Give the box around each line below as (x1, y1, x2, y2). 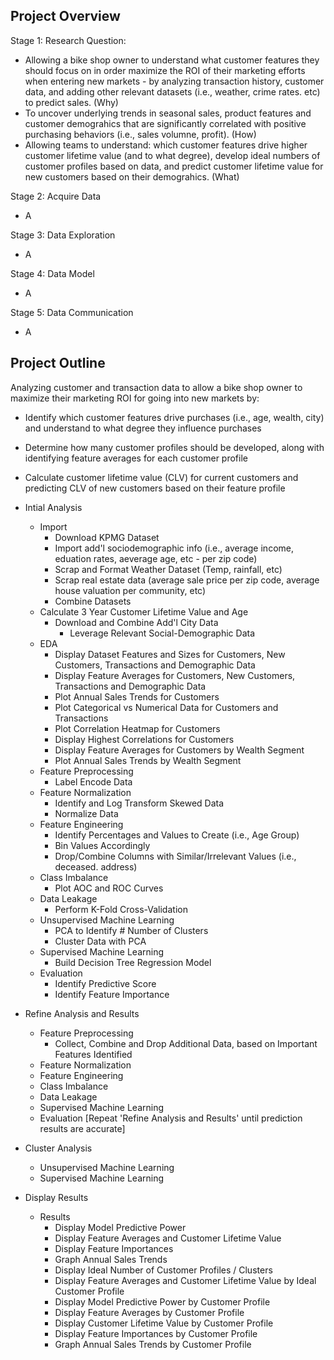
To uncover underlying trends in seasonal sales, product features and (24, 107, 312, 119)
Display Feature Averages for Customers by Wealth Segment (54, 744, 305, 756)
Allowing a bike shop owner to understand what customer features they (24, 54, 320, 66)
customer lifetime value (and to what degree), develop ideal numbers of (24, 149, 321, 161)
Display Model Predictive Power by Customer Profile (54, 1295, 271, 1308)
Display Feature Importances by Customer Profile (54, 1327, 258, 1339)
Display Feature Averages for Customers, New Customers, (54, 669, 296, 681)
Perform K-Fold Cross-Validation (54, 903, 188, 915)
